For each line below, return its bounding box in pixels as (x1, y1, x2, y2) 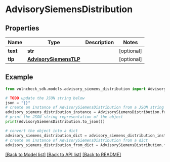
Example (5, 73, 33, 82)
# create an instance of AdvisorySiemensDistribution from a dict (5, 138, 148, 143)
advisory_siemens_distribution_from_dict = (5, 142, 99, 148)
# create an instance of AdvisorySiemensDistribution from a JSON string (5, 105, 164, 110)
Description (85, 39, 114, 46)
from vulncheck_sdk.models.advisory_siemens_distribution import (5, 86, 146, 91)
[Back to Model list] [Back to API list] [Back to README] (5, 151, 121, 158)
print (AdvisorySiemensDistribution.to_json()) (5, 119, 105, 124)
